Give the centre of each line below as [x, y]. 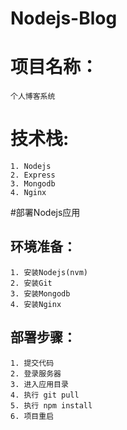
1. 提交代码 [32, 363]
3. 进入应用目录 [39, 384]
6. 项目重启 [32, 416]
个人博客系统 [33, 97]
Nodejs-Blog [64, 18]
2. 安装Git [31, 283]
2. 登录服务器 [36, 373]
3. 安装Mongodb [40, 293]
